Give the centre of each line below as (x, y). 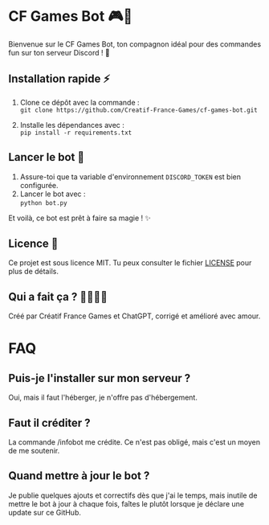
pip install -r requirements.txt (76, 133)
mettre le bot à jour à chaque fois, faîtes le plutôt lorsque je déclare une (126, 503)
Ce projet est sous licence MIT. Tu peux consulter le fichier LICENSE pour (130, 263)
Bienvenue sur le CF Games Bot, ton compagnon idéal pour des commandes (135, 44)
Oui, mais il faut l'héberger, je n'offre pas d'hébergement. (103, 398)
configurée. (39, 185)
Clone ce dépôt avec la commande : (79, 102)
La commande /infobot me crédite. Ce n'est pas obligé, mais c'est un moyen (134, 442)
